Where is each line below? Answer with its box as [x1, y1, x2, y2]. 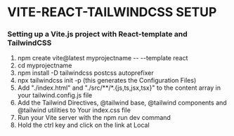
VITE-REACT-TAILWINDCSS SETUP [7, 4, 217, 20]
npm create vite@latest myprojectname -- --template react [17, 54, 188, 62]
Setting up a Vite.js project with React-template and [7, 29, 188, 39]
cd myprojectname [17, 61, 72, 70]
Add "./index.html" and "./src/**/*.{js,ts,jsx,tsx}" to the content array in [17, 83, 221, 92]
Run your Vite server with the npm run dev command [17, 114, 171, 122]
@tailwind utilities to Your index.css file [17, 106, 131, 114]
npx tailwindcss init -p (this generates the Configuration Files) [17, 76, 197, 85]
